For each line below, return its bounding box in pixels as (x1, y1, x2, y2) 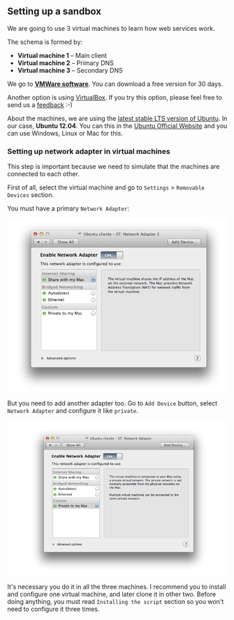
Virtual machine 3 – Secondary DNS (17, 66, 124, 74)
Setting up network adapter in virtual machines (7, 146, 170, 156)
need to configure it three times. (7, 605, 100, 614)
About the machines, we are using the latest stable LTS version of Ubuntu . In (7, 114, 228, 122)
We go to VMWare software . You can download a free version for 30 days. (7, 80, 224, 88)
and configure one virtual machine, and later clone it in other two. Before (7, 590, 217, 598)
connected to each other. (7, 170, 80, 178)
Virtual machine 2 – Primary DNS (17, 59, 114, 67)
